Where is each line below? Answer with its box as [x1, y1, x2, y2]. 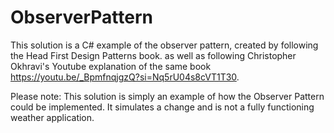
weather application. [10, 111, 95, 123]
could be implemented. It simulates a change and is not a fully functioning [10, 101, 315, 113]
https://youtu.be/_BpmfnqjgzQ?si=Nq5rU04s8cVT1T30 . [10, 71, 240, 83]
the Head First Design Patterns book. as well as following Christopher [10, 49, 297, 61]
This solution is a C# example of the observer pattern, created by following [10, 39, 319, 51]
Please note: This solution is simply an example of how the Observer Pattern [10, 90, 325, 102]
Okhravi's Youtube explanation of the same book [10, 60, 212, 72]
